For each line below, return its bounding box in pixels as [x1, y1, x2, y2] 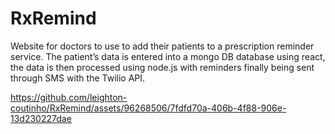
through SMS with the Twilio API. [10, 72, 146, 84]
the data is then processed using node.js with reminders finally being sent [10, 61, 315, 73]
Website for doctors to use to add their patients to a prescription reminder [10, 40, 315, 52]
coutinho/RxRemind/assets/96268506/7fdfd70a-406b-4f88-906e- [10, 102, 287, 114]
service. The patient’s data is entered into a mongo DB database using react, [10, 50, 326, 62]
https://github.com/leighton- [10, 91, 128, 103]
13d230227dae [10, 112, 72, 124]
